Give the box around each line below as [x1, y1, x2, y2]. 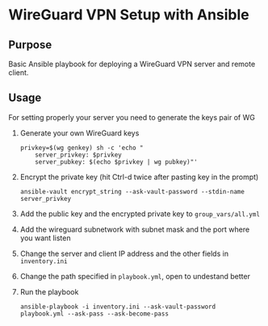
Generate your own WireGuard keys [19, 127, 140, 138]
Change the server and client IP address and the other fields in [19, 249, 228, 258]
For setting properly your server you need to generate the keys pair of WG [8, 112, 256, 122]
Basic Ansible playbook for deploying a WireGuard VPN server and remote [8, 59, 256, 69]
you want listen [19, 232, 71, 243]
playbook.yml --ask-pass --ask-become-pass [19, 309, 170, 318]
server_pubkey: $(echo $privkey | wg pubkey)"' [35, 157, 198, 166]
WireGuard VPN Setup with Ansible [8, 6, 250, 24]
